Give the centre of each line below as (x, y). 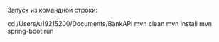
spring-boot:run (31, 31)
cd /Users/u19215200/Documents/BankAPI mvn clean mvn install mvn (109, 23)
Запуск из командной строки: (53, 10)
